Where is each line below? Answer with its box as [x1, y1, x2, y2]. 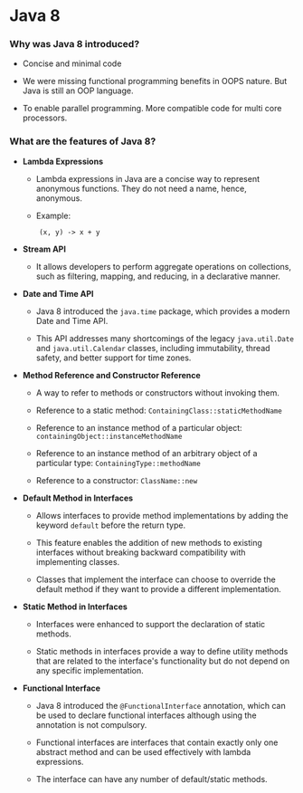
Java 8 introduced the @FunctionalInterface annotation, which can [35, 700, 287, 711]
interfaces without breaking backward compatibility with [35, 547, 246, 558]
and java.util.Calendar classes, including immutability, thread [35, 342, 270, 353]
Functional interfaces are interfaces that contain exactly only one [35, 737, 279, 748]
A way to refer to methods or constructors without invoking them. [35, 387, 280, 398]
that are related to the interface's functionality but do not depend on [35, 655, 290, 666]
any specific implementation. [35, 664, 145, 675]
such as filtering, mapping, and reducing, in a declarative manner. [35, 271, 280, 282]
